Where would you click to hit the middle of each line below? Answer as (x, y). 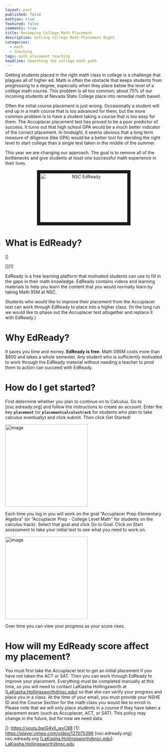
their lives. (16, 163)
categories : (17, 42)
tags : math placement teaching (38, 56)
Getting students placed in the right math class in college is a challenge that (83, 75)
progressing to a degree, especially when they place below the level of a (80, 86)
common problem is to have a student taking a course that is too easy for (80, 117)
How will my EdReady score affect (77, 646)
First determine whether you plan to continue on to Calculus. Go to (74, 402)
